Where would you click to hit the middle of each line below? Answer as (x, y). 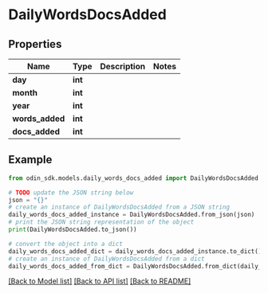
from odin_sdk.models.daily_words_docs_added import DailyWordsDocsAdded (134, 178)
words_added (39, 119)
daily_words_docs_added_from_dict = (69, 266)
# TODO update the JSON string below (71, 193)
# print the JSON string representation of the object (101, 222)
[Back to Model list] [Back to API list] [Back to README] (100, 281)
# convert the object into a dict (66, 244)
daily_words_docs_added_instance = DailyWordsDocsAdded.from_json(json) (132, 215)
